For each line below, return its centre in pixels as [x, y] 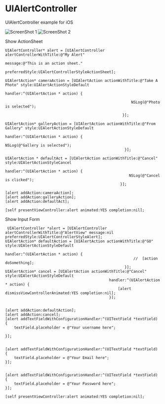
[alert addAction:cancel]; [33, 314]
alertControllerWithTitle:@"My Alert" [45, 55]
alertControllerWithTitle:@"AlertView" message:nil [59, 232]
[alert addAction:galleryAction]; [41, 197]
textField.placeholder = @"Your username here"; [65, 328]
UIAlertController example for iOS [39, 22]
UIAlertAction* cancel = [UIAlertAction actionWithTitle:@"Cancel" [76, 271]
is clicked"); [20, 180]
